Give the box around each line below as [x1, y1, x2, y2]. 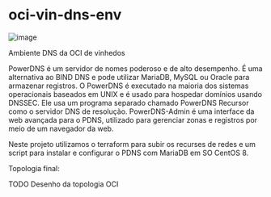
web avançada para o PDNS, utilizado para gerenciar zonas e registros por [8, 115, 257, 124]
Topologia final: [8, 163, 60, 173]
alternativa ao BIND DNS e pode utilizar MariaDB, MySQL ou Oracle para [8, 72, 250, 82]
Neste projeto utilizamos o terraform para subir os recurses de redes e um [8, 139, 256, 149]
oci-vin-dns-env [8, 6, 122, 24]
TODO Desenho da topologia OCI [8, 179, 119, 189]
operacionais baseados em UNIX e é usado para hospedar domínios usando [8, 89, 263, 98]
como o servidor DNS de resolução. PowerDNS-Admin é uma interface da [8, 107, 255, 116]
